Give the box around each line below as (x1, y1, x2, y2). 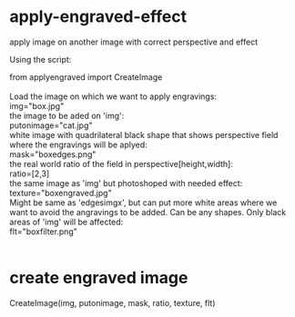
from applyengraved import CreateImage (9, 71, 163, 83)
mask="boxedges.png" (9, 148, 97, 160)
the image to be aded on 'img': (9, 110, 125, 121)
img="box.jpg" (9, 100, 65, 111)
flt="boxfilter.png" (9, 225, 77, 237)
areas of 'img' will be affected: (9, 216, 124, 227)
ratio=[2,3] (9, 168, 50, 179)
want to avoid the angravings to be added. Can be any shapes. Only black (9, 206, 287, 217)
